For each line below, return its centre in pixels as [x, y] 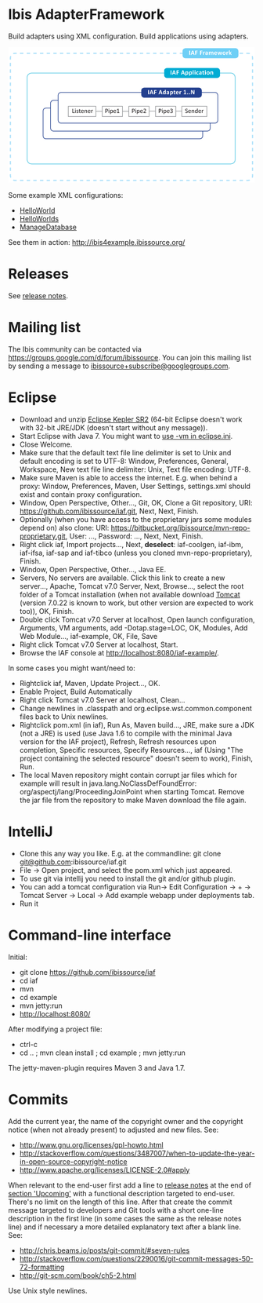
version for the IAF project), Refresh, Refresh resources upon [118, 741]
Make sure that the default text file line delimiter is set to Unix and [125, 452]
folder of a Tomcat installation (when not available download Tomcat [130, 594]
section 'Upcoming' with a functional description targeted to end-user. [122, 1193]
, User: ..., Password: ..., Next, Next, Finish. [134, 536]
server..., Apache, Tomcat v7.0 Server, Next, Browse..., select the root [131, 586]
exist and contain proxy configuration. [81, 494]
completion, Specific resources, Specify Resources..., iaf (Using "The [131, 750]
